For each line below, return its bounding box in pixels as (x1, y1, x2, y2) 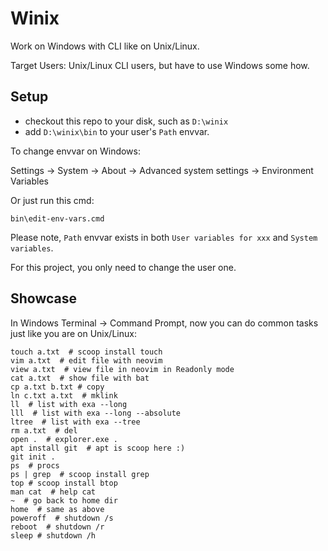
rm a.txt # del (10, 425, 78, 436)
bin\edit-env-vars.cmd (10, 213, 105, 224)
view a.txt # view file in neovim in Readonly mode (10, 364, 235, 374)
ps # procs (10, 460, 60, 471)
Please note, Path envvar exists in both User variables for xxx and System (10, 231, 318, 243)
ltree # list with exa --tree (10, 417, 141, 427)
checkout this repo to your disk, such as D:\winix (24, 115, 229, 127)
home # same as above (10, 504, 105, 514)
